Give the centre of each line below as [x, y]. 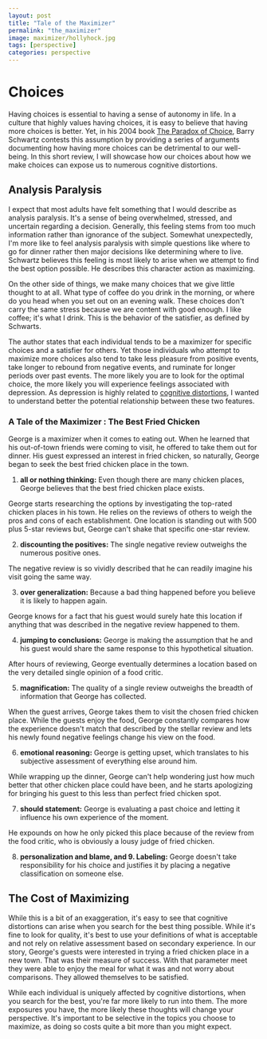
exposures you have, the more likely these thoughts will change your [121, 1010]
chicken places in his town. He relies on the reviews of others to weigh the [130, 512]
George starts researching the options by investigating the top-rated [120, 504]
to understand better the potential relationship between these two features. [132, 401]
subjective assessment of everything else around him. [108, 761]
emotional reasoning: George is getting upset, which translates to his [134, 753]
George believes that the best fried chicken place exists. [112, 488]
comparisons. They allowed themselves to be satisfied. [98, 977]
